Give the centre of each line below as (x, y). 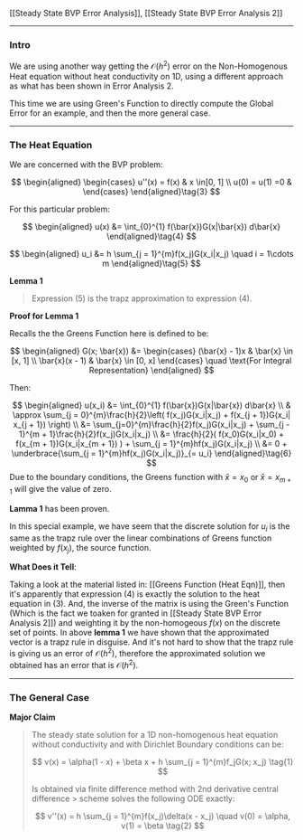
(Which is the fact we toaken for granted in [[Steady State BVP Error (136, 613)
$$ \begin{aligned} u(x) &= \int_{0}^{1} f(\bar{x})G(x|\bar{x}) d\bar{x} (151, 227)
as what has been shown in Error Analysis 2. (92, 86)
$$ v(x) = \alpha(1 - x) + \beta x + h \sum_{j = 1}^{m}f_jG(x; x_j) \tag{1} (163, 762)
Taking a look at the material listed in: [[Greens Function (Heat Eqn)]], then (147, 585)
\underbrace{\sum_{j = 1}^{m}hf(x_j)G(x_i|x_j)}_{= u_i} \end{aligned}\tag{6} (151, 453)
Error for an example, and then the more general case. (110, 113)
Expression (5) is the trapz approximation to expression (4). (142, 298)
